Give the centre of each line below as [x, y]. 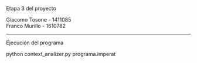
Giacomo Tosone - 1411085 [39, 20]
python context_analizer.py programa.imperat [61, 54]
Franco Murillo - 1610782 [36, 26]
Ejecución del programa [35, 43]
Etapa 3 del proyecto [31, 8]
